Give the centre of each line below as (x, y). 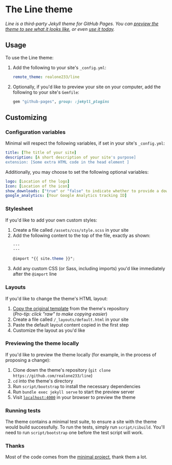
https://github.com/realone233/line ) (53, 375)
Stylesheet (19, 209)
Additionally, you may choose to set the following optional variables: (77, 172)
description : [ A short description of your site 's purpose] (71, 157)
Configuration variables (35, 132)
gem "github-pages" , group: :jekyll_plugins (61, 102)
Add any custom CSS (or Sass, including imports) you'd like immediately (89, 269)
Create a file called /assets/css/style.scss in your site (71, 230)
